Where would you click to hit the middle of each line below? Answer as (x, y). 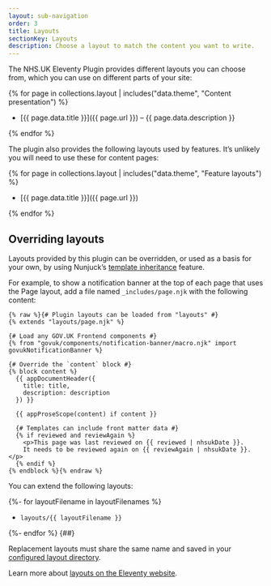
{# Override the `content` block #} (70, 364)
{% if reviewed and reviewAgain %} (76, 435)
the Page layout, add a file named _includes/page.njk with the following (128, 291)
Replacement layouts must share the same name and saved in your (120, 549)
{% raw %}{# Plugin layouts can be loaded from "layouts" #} (114, 314)
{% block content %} (43, 371)
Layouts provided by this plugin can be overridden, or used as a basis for (130, 258)
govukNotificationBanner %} (56, 350)
